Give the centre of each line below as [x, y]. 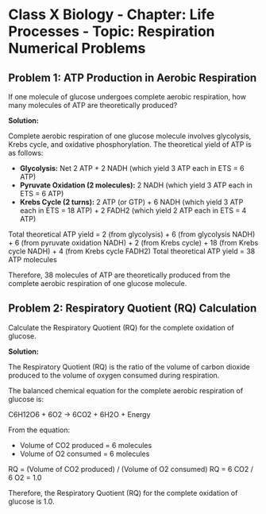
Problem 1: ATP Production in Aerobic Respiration [133, 77]
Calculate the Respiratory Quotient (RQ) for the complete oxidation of [121, 327]
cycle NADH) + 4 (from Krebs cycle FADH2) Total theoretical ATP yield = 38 [132, 251]
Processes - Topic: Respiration [112, 31]
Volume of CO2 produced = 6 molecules [86, 445]
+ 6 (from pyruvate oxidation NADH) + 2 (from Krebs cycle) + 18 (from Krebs [133, 243]
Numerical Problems [77, 48]
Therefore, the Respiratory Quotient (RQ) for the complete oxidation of [123, 493]
